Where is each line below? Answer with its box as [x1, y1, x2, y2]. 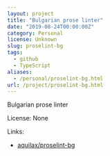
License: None [7, 114, 48, 123]
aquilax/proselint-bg [17, 141, 75, 150]
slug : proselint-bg [7, 42, 64, 49]
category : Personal [7, 29, 64, 37]
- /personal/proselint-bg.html [13, 75, 104, 82]
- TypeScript [13, 62, 51, 69]
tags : [7, 49, 23, 56]
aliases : [7, 68, 33, 75]
